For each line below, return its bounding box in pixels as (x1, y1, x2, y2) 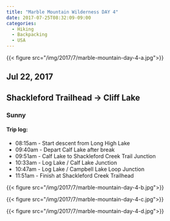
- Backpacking (12, 32, 48, 38)
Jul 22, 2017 (6, 71, 54, 82)
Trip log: (6, 126, 29, 133)
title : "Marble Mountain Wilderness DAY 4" (6, 9, 119, 15)
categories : (6, 20, 37, 26)
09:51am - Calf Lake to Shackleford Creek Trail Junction (15, 152, 156, 159)
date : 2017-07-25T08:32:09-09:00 (6, 15, 91, 21)
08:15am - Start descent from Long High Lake (15, 139, 130, 147)
